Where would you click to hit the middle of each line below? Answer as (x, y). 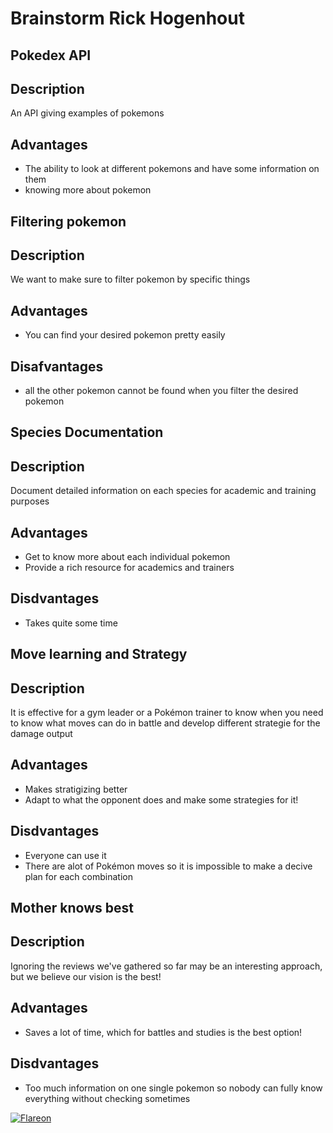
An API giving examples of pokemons (87, 113)
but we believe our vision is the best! (86, 976)
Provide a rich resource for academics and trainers (129, 568)
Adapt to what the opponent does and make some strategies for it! (161, 799)
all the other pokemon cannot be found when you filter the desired (161, 391)
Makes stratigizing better (76, 789)
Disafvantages (57, 366)
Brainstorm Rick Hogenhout (127, 18)
